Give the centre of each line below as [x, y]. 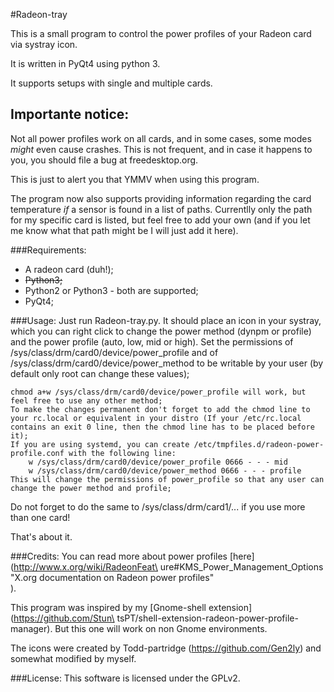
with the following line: [122, 453]
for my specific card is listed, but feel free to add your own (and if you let [160, 220]
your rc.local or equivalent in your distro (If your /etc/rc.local [156, 418]
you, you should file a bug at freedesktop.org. [104, 160]
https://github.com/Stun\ [64, 618]
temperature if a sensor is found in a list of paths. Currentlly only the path [161, 209]
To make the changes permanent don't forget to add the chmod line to [160, 409]
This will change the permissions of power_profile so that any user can [167, 479]
